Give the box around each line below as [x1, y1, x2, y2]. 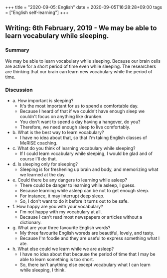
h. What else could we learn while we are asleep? [12, 246, 114, 252]
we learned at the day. [19, 171, 66, 177]
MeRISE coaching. [19, 139, 58, 146]
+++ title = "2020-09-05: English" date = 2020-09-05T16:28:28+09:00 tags [5, 4, 163, 10]
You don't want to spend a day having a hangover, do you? [19, 119, 141, 125]
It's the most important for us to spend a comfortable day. [19, 103, 139, 109]
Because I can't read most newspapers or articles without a [19, 214, 143, 220]
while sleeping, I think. [19, 267, 66, 273]
